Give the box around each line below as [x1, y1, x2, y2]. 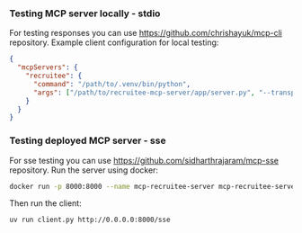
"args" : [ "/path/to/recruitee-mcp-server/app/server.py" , [32, 88, 255, 97]
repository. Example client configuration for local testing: [9, 37, 219, 48]
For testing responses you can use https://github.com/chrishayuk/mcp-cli [9, 28, 283, 39]
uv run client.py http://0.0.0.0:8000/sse [9, 215, 171, 225]
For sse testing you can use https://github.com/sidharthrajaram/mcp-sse [9, 155, 279, 166]
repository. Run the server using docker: [9, 165, 159, 175]
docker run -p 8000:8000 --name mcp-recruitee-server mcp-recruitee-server [9, 182, 299, 191]
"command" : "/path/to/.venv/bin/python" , [32, 79, 191, 88]
